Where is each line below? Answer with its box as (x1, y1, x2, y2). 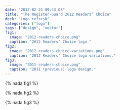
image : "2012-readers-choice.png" (9, 35, 80, 40)
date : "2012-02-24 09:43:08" (5, 7, 65, 12)
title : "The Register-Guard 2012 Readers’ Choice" (5, 12, 112, 17)
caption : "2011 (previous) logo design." (9, 67, 96, 72)
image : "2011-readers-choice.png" (9, 62, 80, 67)
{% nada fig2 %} (5, 90, 40, 96)
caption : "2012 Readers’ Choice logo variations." (9, 53, 116, 58)
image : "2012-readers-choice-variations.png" (9, 48, 105, 53)
